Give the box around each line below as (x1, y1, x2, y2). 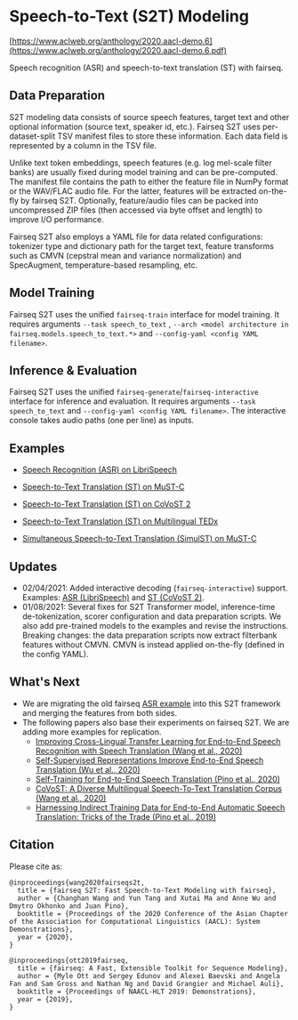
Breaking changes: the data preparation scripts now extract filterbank (21, 630, 278, 640)
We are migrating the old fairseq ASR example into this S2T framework (21, 698, 281, 709)
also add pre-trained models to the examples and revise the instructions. (21, 621, 289, 630)
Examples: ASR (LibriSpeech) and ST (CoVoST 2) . (21, 592, 205, 602)
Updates (9, 558, 58, 574)
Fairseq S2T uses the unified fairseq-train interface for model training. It (9, 309, 280, 319)
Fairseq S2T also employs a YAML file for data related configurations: (9, 231, 264, 242)
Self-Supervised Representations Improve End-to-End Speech (35, 754, 264, 766)
